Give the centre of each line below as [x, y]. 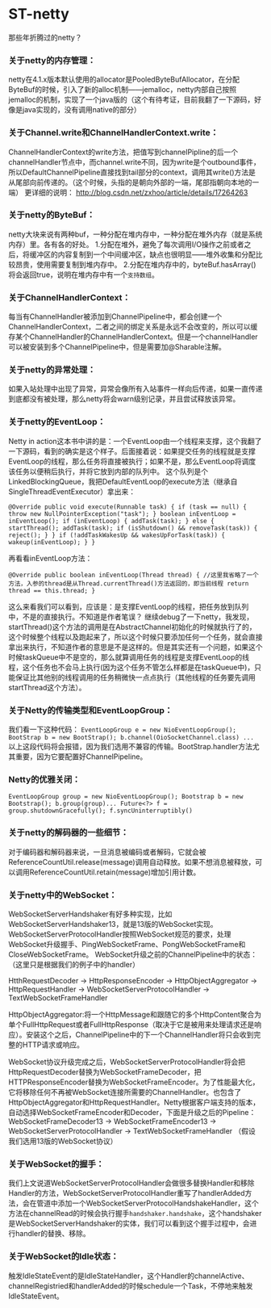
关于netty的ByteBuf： [52, 215]
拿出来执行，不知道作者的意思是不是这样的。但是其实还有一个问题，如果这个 [135, 647]
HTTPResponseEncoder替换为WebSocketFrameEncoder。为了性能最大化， [134, 1082]
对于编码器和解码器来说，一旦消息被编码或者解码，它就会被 [107, 852]
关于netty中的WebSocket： [63, 895]
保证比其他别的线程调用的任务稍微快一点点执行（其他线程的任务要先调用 [135, 677]
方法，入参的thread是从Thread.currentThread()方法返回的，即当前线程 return [129, 583]
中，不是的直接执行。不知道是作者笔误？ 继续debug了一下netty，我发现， [131, 616]
